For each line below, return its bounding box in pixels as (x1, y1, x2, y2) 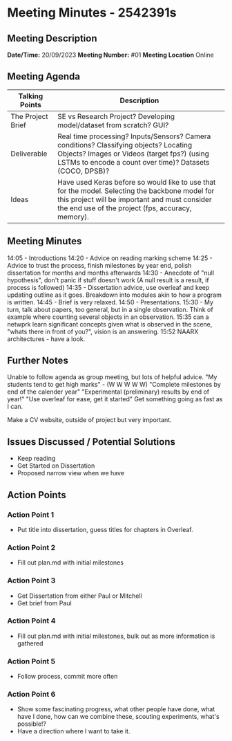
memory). (57, 212, 90, 221)
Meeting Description (7, 33, 97, 44)
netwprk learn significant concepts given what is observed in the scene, (7, 320, 213, 328)
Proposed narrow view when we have (17, 469, 125, 477)
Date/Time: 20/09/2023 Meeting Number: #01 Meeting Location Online (7, 51, 214, 59)
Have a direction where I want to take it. (17, 727, 130, 735)
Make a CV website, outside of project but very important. (7, 416, 172, 424)
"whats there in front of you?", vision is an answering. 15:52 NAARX (7, 327, 199, 336)
